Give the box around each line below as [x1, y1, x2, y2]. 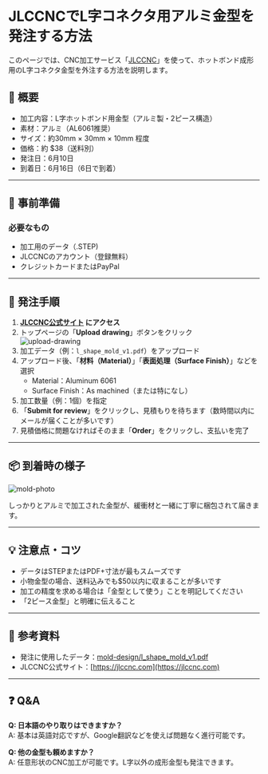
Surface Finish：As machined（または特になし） [31, 386, 193, 396]
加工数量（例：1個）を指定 [19, 396, 108, 405]
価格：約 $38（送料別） [19, 143, 99, 152]
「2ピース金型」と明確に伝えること [19, 596, 136, 606]
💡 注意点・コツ [8, 543, 81, 557]
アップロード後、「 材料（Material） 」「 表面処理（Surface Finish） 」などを [19, 356, 258, 365]
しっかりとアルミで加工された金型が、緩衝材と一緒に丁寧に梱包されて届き [8, 500, 253, 511]
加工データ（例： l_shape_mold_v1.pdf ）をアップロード [19, 346, 200, 356]
